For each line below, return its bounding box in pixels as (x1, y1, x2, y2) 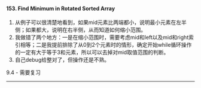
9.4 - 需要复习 (6, 69, 41, 76)
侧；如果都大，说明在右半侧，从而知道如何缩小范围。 (14, 26, 147, 34)
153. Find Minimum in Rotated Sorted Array (6, 5, 115, 12)
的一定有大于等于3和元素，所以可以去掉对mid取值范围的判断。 (14, 48, 169, 56)
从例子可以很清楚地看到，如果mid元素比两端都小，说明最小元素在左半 (14, 19, 187, 26)
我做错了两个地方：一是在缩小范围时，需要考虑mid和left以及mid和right (14, 34, 189, 41)
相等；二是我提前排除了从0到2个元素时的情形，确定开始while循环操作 (20, 41, 192, 48)
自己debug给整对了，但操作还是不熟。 (14, 56, 109, 63)
